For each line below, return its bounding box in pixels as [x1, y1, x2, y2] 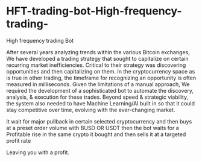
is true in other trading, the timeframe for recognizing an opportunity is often [6, 74, 197, 81]
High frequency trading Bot [6, 37, 74, 44]
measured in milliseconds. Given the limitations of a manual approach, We [6, 80, 190, 88]
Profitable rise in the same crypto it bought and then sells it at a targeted [6, 131, 186, 138]
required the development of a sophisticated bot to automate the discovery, [6, 87, 194, 94]
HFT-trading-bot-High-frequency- [6, 4, 182, 18]
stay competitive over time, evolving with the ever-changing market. [6, 106, 175, 113]
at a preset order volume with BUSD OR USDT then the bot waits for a [6, 124, 179, 131]
